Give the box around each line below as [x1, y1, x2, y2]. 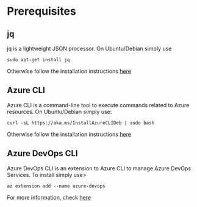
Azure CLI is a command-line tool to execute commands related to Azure [7, 101, 190, 108]
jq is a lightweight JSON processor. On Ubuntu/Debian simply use [7, 45, 172, 52]
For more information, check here [7, 194, 91, 201]
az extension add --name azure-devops [7, 183, 106, 189]
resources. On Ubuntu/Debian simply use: [7, 108, 112, 115]
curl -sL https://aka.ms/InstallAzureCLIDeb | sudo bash [7, 119, 155, 126]
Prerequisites [7, 4, 77, 18]
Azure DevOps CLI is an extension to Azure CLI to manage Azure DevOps [7, 164, 192, 172]
